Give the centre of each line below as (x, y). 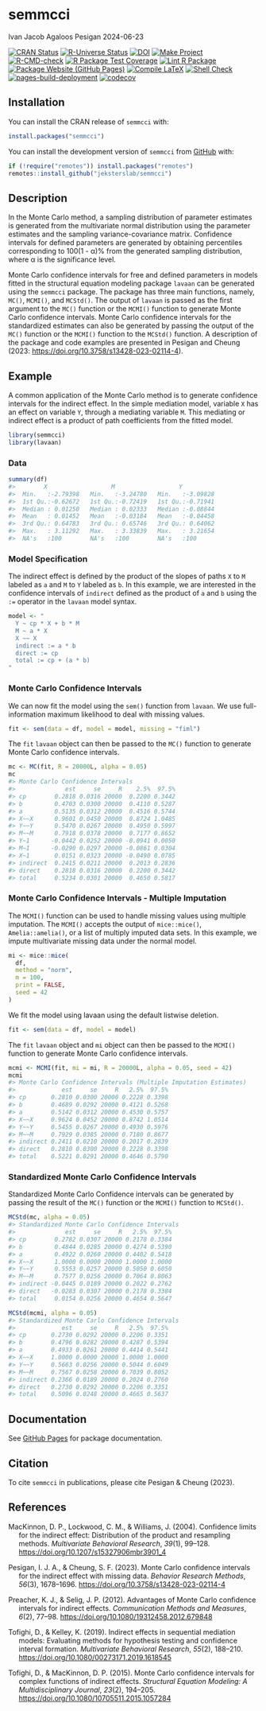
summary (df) (28, 480)
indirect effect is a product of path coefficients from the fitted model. (121, 420)
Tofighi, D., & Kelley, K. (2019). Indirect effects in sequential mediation (122, 1631)
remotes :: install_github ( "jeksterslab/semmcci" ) (90, 173)
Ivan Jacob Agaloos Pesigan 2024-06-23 (76, 37)
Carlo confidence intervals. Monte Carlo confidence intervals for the (120, 317)
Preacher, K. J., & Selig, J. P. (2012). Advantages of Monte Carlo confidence (132, 1600)
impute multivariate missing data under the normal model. (102, 941)
